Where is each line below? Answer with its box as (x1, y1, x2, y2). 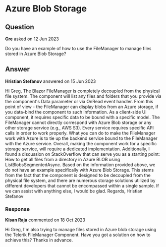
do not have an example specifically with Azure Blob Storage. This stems (5, 167, 154, 173)
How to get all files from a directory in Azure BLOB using (5, 156, 120, 162)
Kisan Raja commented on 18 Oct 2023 (5, 217, 86, 223)
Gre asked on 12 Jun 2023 (5, 36, 59, 42)
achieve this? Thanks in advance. (5, 237, 73, 243)
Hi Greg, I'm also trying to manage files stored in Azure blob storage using (5, 227, 157, 233)
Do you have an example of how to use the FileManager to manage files (5, 46, 152, 51)
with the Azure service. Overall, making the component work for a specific (5, 140, 157, 146)
